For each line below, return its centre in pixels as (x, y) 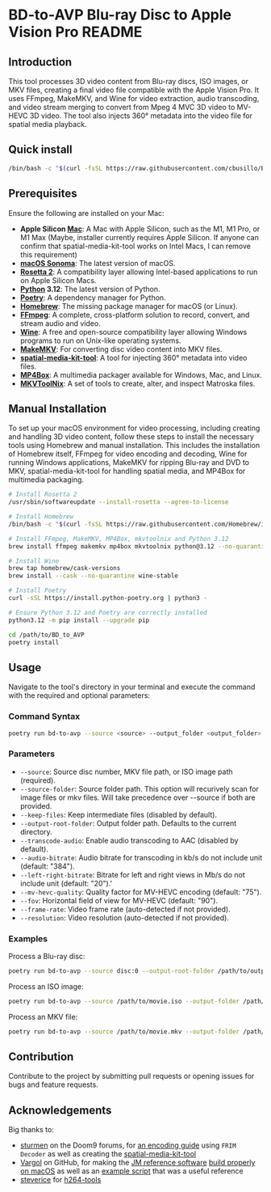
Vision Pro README (75, 32)
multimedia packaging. (46, 480)
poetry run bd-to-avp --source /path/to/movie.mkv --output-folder (124, 1031)
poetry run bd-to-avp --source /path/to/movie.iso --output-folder (124, 1001)
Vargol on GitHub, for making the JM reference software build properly (138, 1163)
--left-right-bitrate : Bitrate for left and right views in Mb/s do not (133, 874)
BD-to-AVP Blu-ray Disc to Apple (120, 15)
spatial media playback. (48, 124)
